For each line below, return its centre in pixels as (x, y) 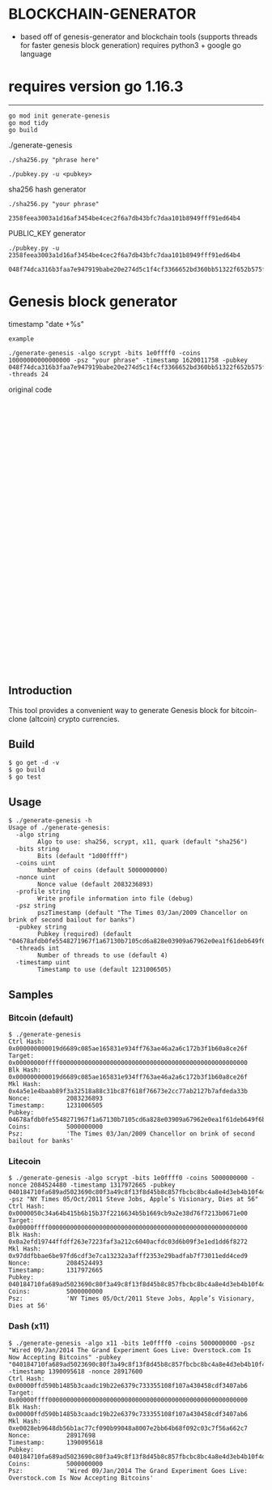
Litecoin (25, 1161)
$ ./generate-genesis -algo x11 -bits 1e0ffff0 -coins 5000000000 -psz (132, 1343)
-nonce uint (36, 878)
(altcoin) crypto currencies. (74, 719)
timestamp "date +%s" (47, 324)
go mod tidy (28, 122)
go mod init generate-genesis (59, 116)
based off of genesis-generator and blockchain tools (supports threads (138, 36)
